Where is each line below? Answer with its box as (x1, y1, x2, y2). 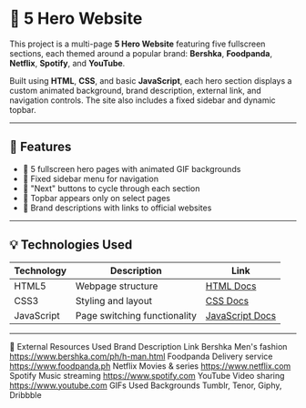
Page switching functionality (76, 309, 198, 321)
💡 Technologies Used (9, 237, 133, 253)
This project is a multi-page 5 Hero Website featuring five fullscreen (9, 38, 266, 49)
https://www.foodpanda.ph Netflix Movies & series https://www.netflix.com (9, 360, 291, 372)
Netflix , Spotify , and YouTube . (9, 57, 126, 68)
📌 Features (9, 139, 72, 155)
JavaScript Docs (205, 309, 276, 321)
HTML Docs (205, 280, 257, 292)
